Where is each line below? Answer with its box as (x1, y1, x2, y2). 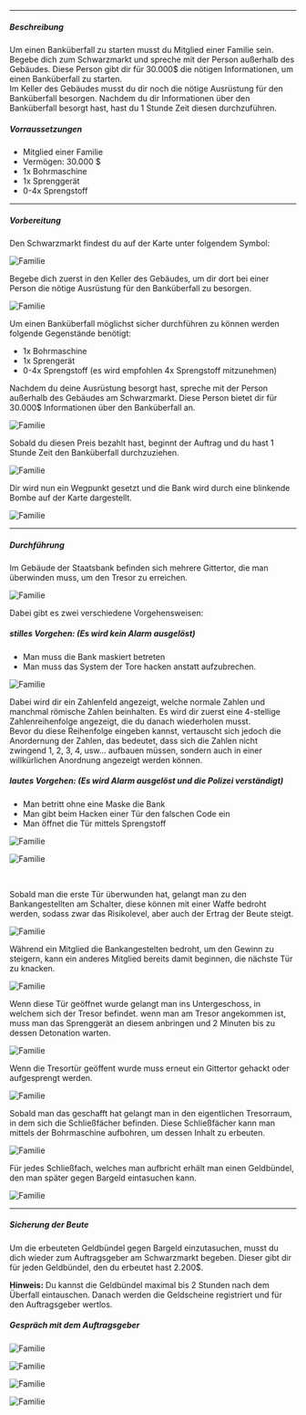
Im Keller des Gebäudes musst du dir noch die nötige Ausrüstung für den (9, 83, 284, 94)
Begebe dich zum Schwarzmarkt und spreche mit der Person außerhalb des (9, 54, 295, 65)
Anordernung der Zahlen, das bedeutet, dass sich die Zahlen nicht (9, 735, 258, 746)
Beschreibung (9, 21, 64, 32)
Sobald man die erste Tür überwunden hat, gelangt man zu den (9, 888, 248, 899)
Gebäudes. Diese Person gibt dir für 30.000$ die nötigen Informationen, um (9, 63, 294, 74)
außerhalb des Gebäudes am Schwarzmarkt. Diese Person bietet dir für (9, 392, 278, 403)
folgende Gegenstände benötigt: (9, 328, 132, 339)
